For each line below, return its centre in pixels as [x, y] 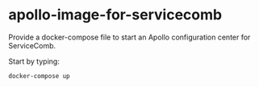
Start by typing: [34, 61]
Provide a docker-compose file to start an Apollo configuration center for [129, 37]
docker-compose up [39, 76]
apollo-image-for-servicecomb [115, 15]
